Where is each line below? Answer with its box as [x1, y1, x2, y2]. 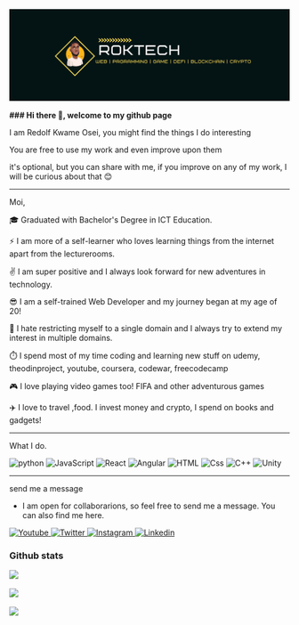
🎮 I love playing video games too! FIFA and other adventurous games [9, 380, 265, 391]
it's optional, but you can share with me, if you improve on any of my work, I [9, 161, 287, 172]
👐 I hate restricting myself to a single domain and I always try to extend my [9, 322, 283, 333]
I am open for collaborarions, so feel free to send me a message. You [21, 500, 276, 511]
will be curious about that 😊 [9, 171, 113, 182]
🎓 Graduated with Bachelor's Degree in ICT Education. [9, 214, 213, 225]
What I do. [9, 440, 47, 450]
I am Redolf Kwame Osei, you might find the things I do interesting [9, 126, 252, 137]
